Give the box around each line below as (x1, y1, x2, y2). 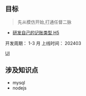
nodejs (12, 84, 26, 91)
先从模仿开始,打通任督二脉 (17, 19, 71, 25)
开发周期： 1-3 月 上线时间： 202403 (5, 40, 81, 46)
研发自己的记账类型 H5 (12, 29, 59, 35)
